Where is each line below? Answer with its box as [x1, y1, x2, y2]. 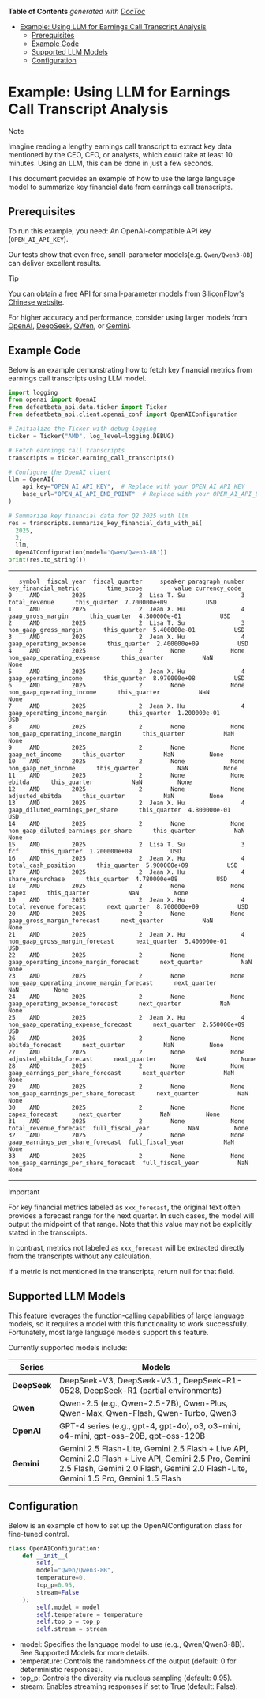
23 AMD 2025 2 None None [8, 972, 245, 980]
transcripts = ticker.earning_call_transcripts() [8, 454, 175, 462]
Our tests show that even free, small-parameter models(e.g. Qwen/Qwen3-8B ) [8, 249, 253, 259]
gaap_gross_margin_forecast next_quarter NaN [8, 917, 214, 925]
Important [8, 1187, 40, 1197]
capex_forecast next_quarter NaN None [8, 1111, 221, 1118]
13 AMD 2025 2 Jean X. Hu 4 [8, 799, 245, 808]
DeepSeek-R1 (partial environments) [84, 1384, 222, 1395]
